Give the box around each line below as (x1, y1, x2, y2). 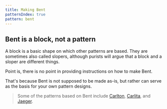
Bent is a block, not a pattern (5, 35, 96, 43)
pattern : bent (5, 16, 35, 21)
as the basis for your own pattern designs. (5, 83, 92, 90)
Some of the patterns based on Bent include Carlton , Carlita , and (17, 93, 151, 99)
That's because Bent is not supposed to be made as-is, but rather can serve (5, 78, 162, 84)
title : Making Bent (5, 7, 46, 12)
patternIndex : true (5, 12, 46, 17)
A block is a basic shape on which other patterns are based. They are (5, 48, 148, 54)
